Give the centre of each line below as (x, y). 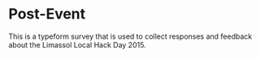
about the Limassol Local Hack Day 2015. (77, 44)
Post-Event (47, 14)
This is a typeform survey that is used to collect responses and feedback (130, 36)
